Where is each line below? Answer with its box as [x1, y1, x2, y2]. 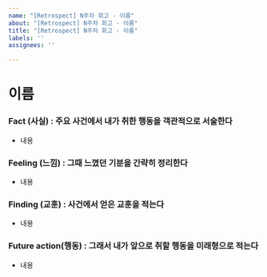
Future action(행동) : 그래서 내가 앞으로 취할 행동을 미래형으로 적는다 [8, 240, 259, 251]
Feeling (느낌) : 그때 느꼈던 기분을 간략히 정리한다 [8, 157, 188, 168]
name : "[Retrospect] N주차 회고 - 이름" [8, 11, 134, 20]
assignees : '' [8, 42, 56, 49]
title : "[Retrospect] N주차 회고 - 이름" [8, 26, 138, 34]
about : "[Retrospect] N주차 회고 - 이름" [8, 19, 138, 27]
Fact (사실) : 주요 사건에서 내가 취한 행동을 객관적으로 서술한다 [8, 116, 233, 127]
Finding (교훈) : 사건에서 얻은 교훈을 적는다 [8, 199, 165, 210]
